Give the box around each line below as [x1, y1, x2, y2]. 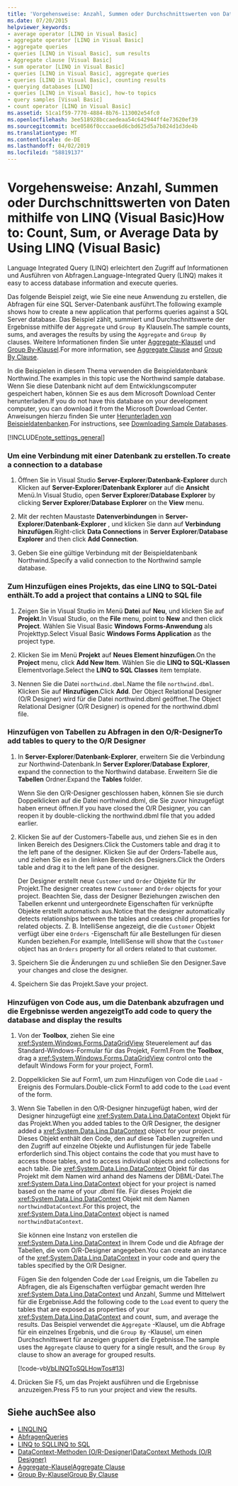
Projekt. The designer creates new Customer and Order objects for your [17, 884, 222, 892]
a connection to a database [7, 460, 103, 470]
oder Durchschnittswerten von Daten [7, 195, 230, 211]
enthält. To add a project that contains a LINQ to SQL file [7, 590, 202, 600]
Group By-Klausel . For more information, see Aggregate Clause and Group [7, 345, 222, 354]
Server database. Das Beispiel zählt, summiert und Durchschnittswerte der [7, 315, 225, 323]
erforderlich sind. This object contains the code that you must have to [17, 1149, 220, 1158]
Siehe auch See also [7, 1406, 96, 1418]
